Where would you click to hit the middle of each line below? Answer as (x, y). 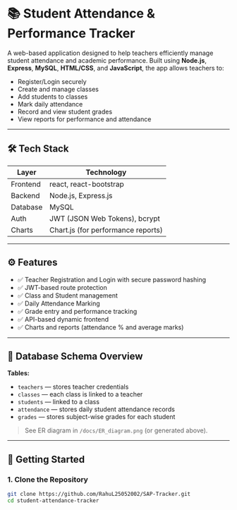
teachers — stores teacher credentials (73, 387)
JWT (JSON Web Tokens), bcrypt (105, 218)
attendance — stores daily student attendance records (96, 409)
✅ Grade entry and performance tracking (77, 311)
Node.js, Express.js (81, 195)
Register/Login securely (52, 81)
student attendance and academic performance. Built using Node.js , (107, 60)
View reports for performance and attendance (84, 119)
